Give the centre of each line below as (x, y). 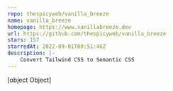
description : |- (31, 54)
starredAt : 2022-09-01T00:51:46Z (57, 47)
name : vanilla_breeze (39, 20)
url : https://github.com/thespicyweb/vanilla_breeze (87, 34)
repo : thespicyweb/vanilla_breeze (58, 14)
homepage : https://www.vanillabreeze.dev (69, 27)
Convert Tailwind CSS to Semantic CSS (77, 60)
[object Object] (29, 80)
